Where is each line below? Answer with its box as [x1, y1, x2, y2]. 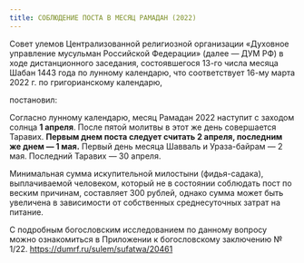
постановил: [9, 94, 57, 105]
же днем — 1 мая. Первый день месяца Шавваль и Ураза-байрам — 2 [9, 141, 283, 151]
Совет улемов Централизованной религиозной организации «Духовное [9, 38, 289, 49]
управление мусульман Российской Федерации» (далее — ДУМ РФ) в [9, 47, 284, 59]
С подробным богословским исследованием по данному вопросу [9, 224, 268, 235]
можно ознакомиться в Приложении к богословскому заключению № [9, 233, 283, 245]
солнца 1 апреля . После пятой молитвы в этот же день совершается [9, 122, 277, 132]
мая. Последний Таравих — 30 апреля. [9, 151, 162, 161]
